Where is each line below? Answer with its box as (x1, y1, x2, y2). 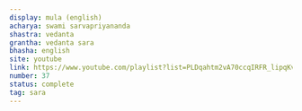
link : (9, 64, 30, 73)
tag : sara (9, 88, 47, 97)
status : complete (9, 80, 75, 89)
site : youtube (9, 55, 63, 64)
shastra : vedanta (9, 30, 75, 38)
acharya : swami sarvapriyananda (9, 21, 130, 30)
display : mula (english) (9, 13, 102, 22)
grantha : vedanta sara (9, 38, 94, 47)
